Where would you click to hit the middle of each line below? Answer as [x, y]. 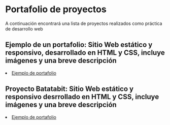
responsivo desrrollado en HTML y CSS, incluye [82, 97]
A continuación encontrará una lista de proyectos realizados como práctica [84, 23]
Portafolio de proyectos [56, 9]
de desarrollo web [24, 28]
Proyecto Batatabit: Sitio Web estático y [69, 89]
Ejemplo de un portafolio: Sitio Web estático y [79, 45]
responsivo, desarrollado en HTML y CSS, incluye [85, 53]
